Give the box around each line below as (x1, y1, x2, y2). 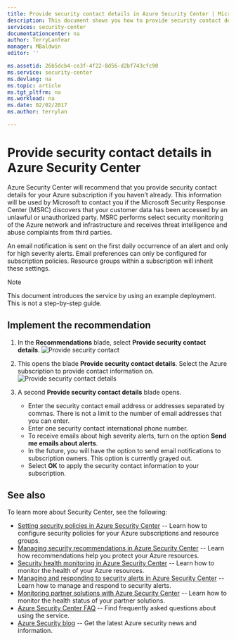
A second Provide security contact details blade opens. (17, 388, 182, 396)
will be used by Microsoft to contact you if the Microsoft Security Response (7, 198, 225, 207)
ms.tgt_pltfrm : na (7, 89, 61, 96)
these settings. (7, 264, 51, 272)
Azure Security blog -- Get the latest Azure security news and (17, 619, 197, 627)
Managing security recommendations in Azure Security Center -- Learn (17, 544, 225, 553)
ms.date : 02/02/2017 (7, 101, 68, 109)
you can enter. (27, 417, 70, 425)
